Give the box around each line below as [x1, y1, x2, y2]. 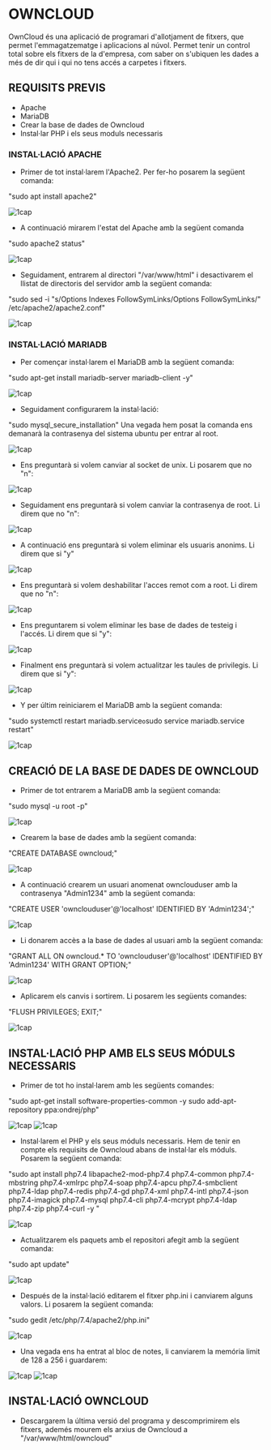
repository [8, 1105, 43, 1114]
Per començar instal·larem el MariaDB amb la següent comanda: [19, 358, 235, 367]
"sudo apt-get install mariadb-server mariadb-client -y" [8, 373, 194, 383]
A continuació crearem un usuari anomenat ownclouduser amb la [19, 880, 238, 890]
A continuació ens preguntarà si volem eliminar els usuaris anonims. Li [19, 540, 255, 550]
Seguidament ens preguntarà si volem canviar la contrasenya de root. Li [19, 500, 260, 510]
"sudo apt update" [8, 1259, 70, 1269]
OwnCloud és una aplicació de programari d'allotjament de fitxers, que [8, 32, 244, 41]
